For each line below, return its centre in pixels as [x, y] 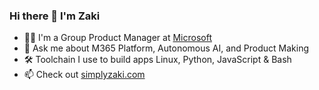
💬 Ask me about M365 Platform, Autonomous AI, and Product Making [166, 48]
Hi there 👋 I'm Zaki [55, 16]
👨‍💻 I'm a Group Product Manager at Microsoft [117, 38]
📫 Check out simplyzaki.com [84, 75]
